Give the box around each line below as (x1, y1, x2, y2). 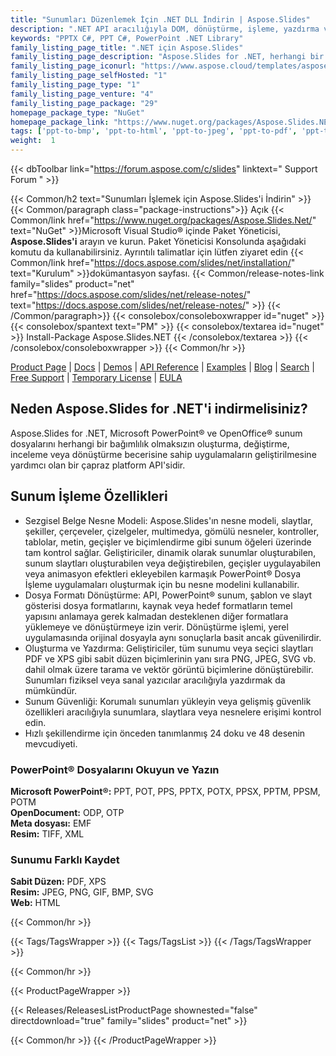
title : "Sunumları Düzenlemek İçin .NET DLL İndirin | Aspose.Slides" (10, 14, 311, 25)
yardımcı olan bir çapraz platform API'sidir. (10, 459, 186, 471)
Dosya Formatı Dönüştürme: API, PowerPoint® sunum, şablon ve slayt (24, 589, 313, 601)
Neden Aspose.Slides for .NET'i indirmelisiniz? (10, 401, 308, 418)
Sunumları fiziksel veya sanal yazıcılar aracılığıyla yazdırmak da (24, 674, 286, 686)
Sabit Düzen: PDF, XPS (10, 876, 107, 888)
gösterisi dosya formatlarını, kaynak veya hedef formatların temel (24, 599, 293, 611)
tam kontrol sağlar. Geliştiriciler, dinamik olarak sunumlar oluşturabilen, (24, 546, 317, 558)
